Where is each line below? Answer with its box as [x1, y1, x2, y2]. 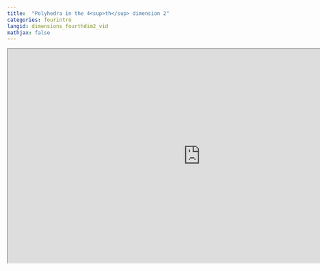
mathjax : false [7, 29, 51, 36]
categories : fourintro [7, 16, 72, 23]
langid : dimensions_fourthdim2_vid [7, 23, 109, 29]
